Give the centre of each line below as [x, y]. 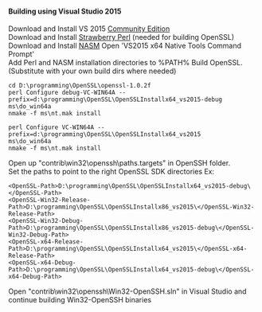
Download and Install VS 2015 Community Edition [89, 29]
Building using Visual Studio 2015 [65, 11]
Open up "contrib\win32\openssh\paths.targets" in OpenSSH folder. [119, 163]
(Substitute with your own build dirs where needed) [92, 71]
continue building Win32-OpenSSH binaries [80, 300]
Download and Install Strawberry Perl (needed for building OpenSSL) [121, 37]
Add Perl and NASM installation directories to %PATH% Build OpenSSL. [125, 63]
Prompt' [21, 54]
